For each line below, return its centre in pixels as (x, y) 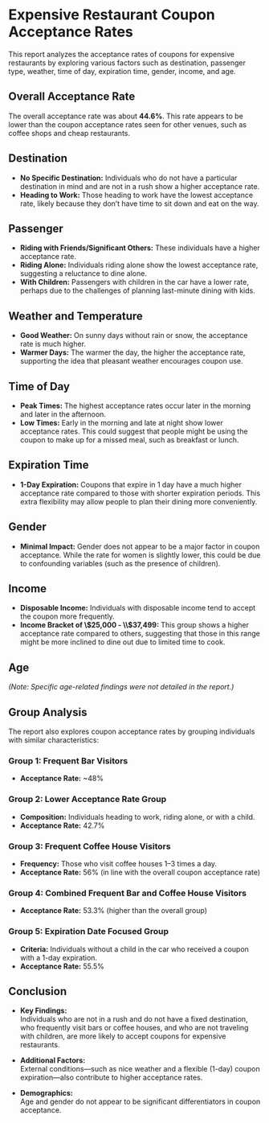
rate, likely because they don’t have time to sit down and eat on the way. (139, 204)
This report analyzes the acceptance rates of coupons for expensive (122, 54)
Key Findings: (43, 1010)
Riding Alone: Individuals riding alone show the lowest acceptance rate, (139, 265)
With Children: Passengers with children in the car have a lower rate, (134, 282)
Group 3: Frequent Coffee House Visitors (90, 846)
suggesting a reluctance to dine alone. (83, 274)
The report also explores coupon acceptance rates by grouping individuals (132, 732)
